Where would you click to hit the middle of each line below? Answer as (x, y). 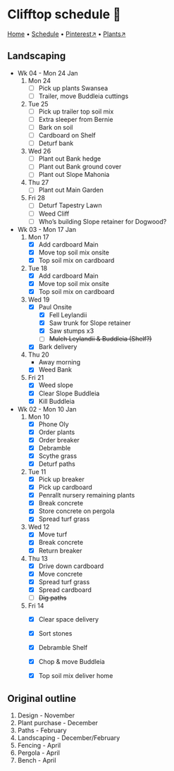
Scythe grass (58, 456)
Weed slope (56, 385)
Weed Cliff (54, 214)
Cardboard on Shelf (67, 135)
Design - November (46, 715)
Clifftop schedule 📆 (64, 14)
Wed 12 (39, 527)
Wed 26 (39, 152)
